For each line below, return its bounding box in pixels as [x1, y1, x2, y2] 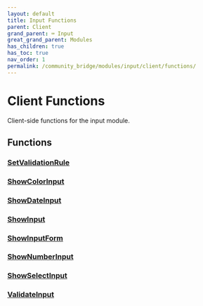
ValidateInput [7, 290, 55, 300]
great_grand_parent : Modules [7, 37, 93, 44]
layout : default [7, 10, 55, 18]
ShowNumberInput [7, 252, 74, 262]
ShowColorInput [7, 177, 65, 186]
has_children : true [7, 43, 65, 50]
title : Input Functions [7, 17, 77, 24]
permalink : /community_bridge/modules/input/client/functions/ [7, 63, 197, 70]
